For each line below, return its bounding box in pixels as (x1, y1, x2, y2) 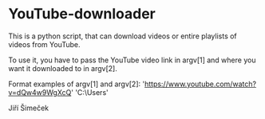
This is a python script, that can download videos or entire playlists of (8, 31, 237, 41)
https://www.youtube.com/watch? (144, 79, 257, 89)
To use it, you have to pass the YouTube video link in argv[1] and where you (8, 55, 256, 65)
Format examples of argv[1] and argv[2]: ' (8, 79, 145, 89)
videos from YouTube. (8, 39, 81, 49)
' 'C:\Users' (71, 87, 109, 97)
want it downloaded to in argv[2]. (8, 63, 117, 73)
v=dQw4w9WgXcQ (8, 87, 72, 97)
